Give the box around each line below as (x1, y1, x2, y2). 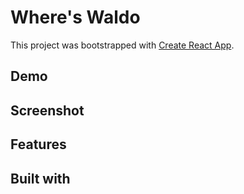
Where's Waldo (10, 6, 141, 29)
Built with (10, 170, 71, 187)
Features (10, 136, 67, 153)
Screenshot (10, 102, 85, 119)
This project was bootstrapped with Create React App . (10, 39, 235, 51)
